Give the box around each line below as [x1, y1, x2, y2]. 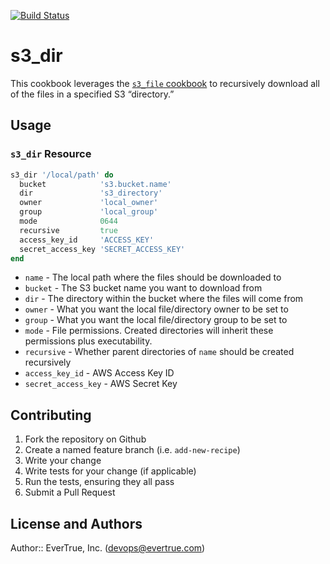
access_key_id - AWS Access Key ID [24, 367, 175, 379]
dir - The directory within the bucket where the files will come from [24, 293, 304, 305]
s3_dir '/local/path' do [10, 170, 114, 180]
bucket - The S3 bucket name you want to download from [24, 282, 263, 294]
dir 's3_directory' [19, 188, 163, 199]
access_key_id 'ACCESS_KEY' [19, 235, 155, 245]
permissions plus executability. [24, 335, 153, 347]
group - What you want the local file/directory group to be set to [24, 314, 288, 326]
